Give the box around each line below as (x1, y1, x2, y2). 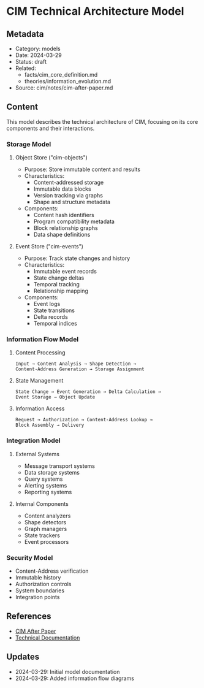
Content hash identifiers (33, 212, 95, 219)
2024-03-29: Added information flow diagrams (15, 675, 135, 682)
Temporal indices (33, 320, 78, 327)
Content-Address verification (15, 567, 89, 575)
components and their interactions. (6, 124, 95, 132)
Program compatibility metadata (33, 218, 115, 225)
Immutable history (15, 574, 61, 581)
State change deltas (33, 274, 85, 281)
